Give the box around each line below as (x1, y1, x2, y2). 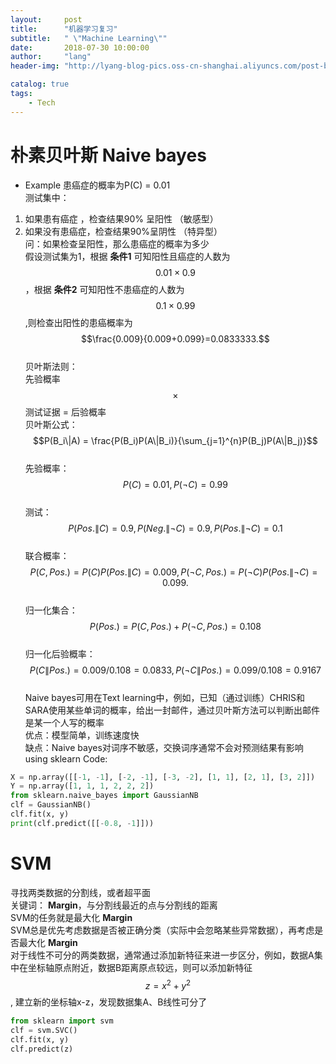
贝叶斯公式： (24, 418, 78, 430)
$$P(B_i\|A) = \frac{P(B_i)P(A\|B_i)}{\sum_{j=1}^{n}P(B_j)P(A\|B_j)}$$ (32, 434, 318, 446)
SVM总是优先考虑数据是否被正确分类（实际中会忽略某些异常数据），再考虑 (10, 924, 315, 936)
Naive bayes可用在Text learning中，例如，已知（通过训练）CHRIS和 (24, 691, 305, 703)
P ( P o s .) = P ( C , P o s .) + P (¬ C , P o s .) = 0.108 (89, 620, 262, 632)
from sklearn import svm (10, 1016, 114, 1026)
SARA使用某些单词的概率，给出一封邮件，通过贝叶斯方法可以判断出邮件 (24, 704, 321, 716)
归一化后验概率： (24, 647, 96, 660)
